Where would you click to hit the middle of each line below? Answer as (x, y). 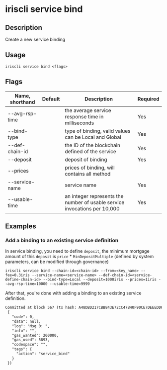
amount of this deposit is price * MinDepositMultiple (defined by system (80, 257)
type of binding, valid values (97, 131)
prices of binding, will (90, 168)
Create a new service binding (35, 39)
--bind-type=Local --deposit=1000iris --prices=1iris (100, 279)
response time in (84, 116)
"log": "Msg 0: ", (31, 326)
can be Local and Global (93, 137)
